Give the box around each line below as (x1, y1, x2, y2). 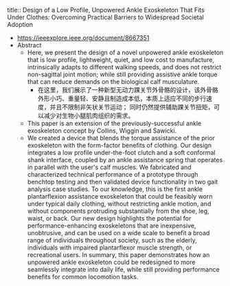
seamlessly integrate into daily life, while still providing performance (27, 265, 220, 274)
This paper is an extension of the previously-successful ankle (27, 120, 202, 127)
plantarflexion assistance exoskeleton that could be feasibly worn (27, 192, 213, 200)
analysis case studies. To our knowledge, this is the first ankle (27, 185, 203, 193)
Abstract (16, 41, 42, 49)
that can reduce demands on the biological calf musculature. (27, 78, 200, 85)
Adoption (7, 21, 33, 28)
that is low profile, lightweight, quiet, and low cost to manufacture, (27, 56, 215, 64)
